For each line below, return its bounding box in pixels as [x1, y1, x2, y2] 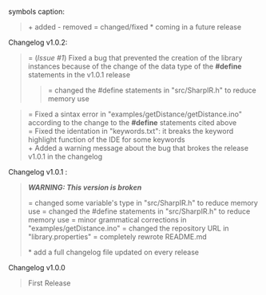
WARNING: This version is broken [27, 183, 142, 192]
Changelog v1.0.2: [8, 37, 68, 47]
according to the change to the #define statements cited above [27, 118, 237, 127]
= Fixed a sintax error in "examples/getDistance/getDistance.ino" [27, 109, 242, 119]
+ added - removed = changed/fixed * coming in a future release [27, 22, 242, 31]
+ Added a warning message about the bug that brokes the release [27, 144, 249, 152]
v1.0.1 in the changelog [27, 151, 103, 161]
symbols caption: [8, 7, 66, 16]
